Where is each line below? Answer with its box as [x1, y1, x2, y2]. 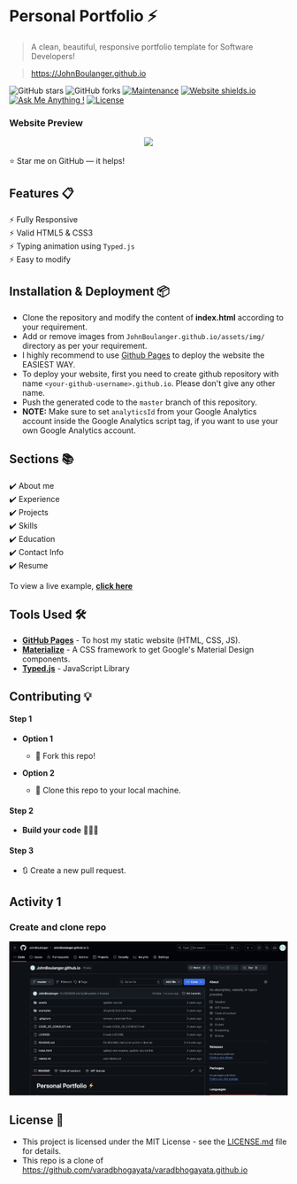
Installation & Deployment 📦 [9, 284, 170, 299]
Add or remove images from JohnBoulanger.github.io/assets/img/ [21, 330, 265, 341]
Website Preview [9, 116, 84, 128]
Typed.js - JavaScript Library [21, 663, 130, 674]
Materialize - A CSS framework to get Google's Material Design [21, 645, 255, 655]
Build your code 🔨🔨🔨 [21, 824, 99, 836]
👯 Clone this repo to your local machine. [34, 785, 181, 796]
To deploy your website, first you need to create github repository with [21, 368, 279, 379]
